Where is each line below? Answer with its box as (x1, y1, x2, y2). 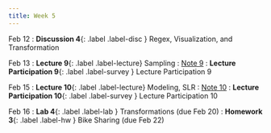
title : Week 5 (8, 11, 56, 20)
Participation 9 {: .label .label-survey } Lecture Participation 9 (8, 66, 212, 77)
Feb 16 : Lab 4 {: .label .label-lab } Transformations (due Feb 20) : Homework (8, 106, 263, 116)
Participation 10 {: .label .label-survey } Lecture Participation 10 (8, 90, 218, 101)
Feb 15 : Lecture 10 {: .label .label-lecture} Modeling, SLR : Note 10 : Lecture (8, 82, 260, 92)
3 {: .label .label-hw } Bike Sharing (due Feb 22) (8, 114, 165, 125)
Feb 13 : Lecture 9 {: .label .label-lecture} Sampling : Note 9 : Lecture (8, 58, 236, 68)
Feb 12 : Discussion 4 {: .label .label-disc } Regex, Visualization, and (8, 34, 233, 44)
